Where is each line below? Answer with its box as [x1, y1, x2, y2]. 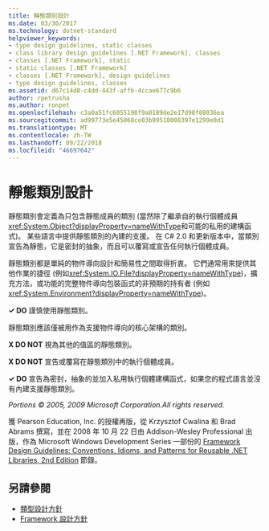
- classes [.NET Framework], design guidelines [8, 71, 171, 80]
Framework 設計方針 [19, 514, 88, 524]
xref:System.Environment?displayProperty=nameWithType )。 [8, 288, 211, 298]
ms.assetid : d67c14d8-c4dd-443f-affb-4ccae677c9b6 [8, 86, 181, 95]
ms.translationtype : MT [8, 124, 88, 132]
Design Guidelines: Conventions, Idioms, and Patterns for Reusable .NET [8, 446, 248, 455]
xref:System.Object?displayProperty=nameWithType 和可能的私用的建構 [8, 222, 245, 231]
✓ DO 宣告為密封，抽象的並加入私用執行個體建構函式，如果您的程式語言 [8, 374, 247, 384]
